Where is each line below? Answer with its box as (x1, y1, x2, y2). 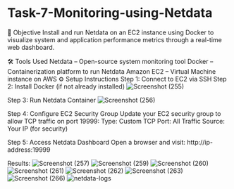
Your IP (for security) (7, 124, 68, 133)
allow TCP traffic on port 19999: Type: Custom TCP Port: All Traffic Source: (7, 117, 226, 125)
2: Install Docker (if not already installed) (7, 82, 125, 91)
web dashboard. (7, 43, 55, 51)
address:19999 (7, 145, 51, 154)
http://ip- (186, 138, 214, 146)
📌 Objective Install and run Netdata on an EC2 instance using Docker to (7, 28, 214, 37)
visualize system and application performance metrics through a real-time (7, 35, 222, 44)
